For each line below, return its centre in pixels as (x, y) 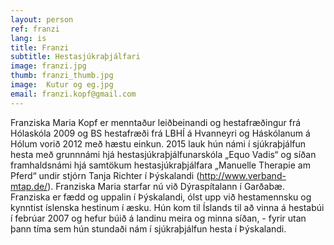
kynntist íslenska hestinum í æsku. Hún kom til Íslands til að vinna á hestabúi (167, 207)
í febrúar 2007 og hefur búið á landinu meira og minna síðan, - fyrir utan (158, 218)
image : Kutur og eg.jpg (62, 85)
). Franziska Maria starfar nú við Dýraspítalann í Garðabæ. (166, 186)
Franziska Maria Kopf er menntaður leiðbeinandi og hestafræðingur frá (156, 122)
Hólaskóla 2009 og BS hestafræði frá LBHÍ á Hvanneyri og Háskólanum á (160, 133)
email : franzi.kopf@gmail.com (73, 94)
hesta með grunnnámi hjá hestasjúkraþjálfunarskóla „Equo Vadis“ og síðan (163, 154)
